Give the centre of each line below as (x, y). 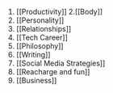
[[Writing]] (33, 55)
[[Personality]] (40, 20)
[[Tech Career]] (42, 37)
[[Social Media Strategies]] (61, 63)
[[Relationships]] (44, 29)
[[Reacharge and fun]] (53, 72)
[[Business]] (36, 80)
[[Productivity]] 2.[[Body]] (59, 12)
